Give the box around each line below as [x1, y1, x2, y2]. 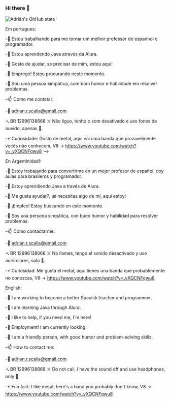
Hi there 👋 [5, 5, 30, 12]
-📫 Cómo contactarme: [5, 228, 55, 234]
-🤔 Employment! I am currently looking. [5, 324, 87, 330]
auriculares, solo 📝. [5, 258, 46, 264]
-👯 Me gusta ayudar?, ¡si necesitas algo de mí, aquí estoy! [5, 193, 126, 199]
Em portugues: [5, 26, 37, 32]
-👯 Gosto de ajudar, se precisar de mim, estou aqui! [5, 61, 113, 67]
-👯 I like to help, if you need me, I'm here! [5, 315, 91, 321]
